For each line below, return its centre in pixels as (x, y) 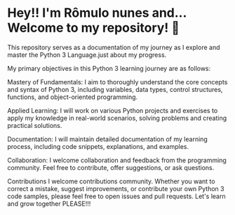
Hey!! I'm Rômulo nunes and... (97, 13)
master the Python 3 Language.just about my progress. (87, 55)
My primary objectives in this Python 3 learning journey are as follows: (109, 68)
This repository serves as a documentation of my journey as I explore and (114, 47)
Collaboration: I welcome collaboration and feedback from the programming (117, 160)
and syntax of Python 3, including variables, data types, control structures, (115, 89)
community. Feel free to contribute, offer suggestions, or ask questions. (111, 167)
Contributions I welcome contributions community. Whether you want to (111, 181)
